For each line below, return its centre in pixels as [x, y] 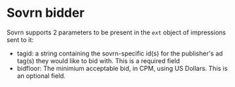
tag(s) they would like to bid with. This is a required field [98, 60]
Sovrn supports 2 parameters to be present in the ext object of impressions [116, 32]
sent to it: [20, 39]
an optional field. [41, 76]
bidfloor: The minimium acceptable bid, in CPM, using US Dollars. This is [122, 68]
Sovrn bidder [46, 13]
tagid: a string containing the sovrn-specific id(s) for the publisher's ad [120, 53]
